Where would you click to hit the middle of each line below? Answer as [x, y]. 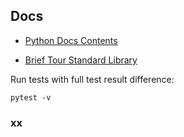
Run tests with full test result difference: [92, 79]
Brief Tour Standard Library [81, 60]
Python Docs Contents [71, 40]
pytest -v [31, 97]
